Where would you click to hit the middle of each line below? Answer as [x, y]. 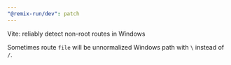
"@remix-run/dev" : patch [43, 14]
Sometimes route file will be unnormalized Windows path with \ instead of [116, 47]
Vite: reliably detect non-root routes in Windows [76, 34]
